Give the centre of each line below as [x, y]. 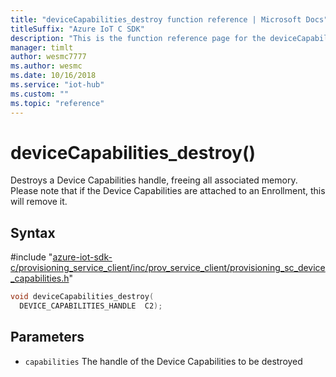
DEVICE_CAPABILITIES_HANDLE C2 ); [91, 306]
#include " [31, 257]
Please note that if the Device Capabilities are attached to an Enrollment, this [168, 191]
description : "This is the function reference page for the [138, 38]
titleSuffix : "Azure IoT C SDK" [77, 29]
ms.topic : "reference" [57, 103]
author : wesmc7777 [48, 57]
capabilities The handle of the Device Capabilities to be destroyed [163, 361]
